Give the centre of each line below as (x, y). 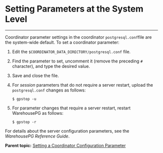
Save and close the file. (35, 76)
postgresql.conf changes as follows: (49, 90)
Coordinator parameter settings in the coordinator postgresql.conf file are (78, 37)
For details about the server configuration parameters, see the (67, 131)
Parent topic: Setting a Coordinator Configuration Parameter (65, 145)
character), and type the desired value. (51, 66)
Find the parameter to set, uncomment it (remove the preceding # (77, 61)
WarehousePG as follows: (38, 113)
